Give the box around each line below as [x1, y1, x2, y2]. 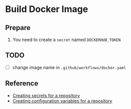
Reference [5, 79, 39, 88]
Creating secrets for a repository [12, 92, 80, 98]
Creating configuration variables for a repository [12, 97, 112, 103]
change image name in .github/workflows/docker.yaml [12, 64, 126, 70]
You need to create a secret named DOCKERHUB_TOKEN [12, 36, 121, 42]
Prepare [5, 23, 31, 32]
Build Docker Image [5, 3, 88, 15]
